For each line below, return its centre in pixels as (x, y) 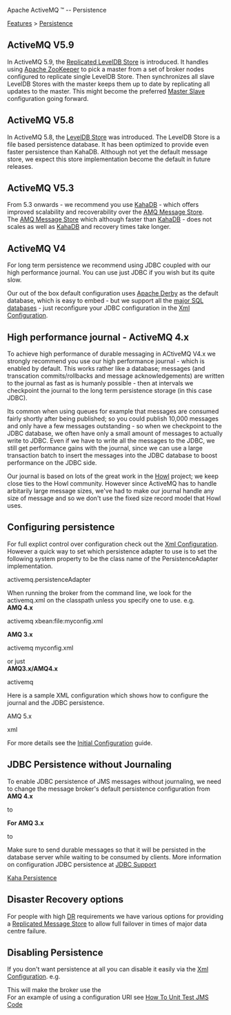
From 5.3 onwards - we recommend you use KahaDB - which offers (103, 205)
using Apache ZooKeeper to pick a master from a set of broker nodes (106, 69)
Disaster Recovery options (66, 900)
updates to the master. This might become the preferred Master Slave (106, 91)
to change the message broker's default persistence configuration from (109, 789)
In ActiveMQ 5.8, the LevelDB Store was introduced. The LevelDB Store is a (114, 137)
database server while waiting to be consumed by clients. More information (114, 857)
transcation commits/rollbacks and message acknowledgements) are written (116, 376)
